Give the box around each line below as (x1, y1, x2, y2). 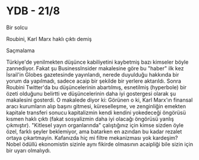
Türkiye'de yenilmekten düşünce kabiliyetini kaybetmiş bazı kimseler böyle (6, 58, 189, 65)
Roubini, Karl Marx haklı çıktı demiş (6, 35, 92, 42)
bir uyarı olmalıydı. (6, 147, 52, 154)
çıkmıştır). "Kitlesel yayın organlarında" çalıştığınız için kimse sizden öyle (6, 121, 184, 128)
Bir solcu (6, 24, 28, 31)
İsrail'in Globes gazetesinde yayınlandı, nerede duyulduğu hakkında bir (6, 71, 179, 78)
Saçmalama (6, 46, 35, 54)
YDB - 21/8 (6, 4, 61, 18)
